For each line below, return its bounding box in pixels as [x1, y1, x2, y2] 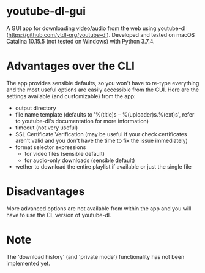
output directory [15, 104, 56, 112]
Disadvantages [6, 185, 85, 199]
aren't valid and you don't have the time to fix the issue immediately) [15, 137, 188, 144]
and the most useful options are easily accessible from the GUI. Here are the [6, 86, 199, 93]
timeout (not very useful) [15, 124, 78, 131]
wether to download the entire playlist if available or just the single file [15, 163, 192, 170]
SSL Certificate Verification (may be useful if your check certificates [15, 130, 187, 137]
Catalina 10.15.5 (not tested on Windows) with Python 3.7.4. [6, 37, 155, 45]
